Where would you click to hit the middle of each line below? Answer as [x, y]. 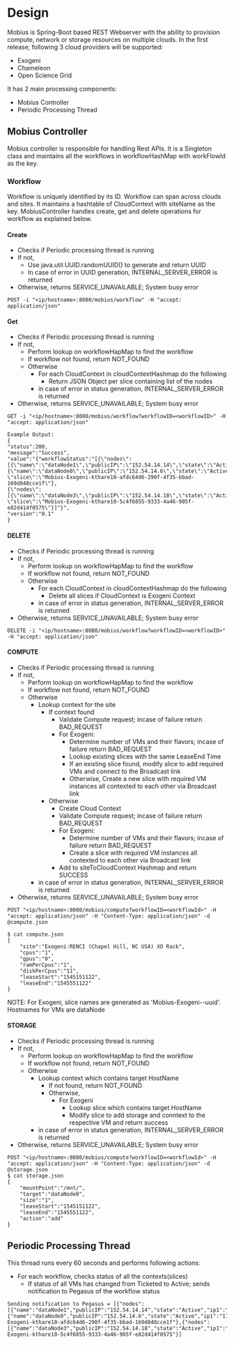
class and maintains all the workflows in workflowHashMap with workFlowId [117, 155]
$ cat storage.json [36, 1176]
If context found [71, 712]
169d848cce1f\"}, [32, 484]
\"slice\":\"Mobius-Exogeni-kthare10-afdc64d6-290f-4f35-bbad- [101, 478]
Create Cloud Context [90, 808]
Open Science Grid [45, 75]
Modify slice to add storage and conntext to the [137, 1115]
